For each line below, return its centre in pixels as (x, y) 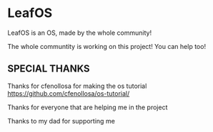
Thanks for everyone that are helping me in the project (88, 107)
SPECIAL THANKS (49, 69)
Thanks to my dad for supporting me (61, 121)
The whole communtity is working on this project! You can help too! (106, 46)
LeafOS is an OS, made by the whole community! (80, 33)
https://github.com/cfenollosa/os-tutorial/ (69, 93)
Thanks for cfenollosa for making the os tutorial (77, 86)
